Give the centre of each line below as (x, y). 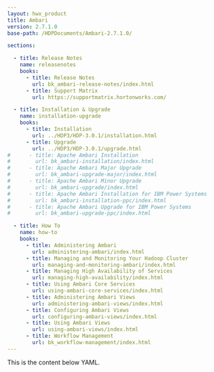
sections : (22, 46)
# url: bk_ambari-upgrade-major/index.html (82, 175)
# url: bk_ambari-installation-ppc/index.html (87, 200)
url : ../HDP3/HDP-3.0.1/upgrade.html (87, 148)
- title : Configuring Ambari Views (77, 310)
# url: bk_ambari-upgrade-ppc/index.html (79, 213)
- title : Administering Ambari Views (81, 297)
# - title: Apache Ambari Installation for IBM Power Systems (107, 194)
